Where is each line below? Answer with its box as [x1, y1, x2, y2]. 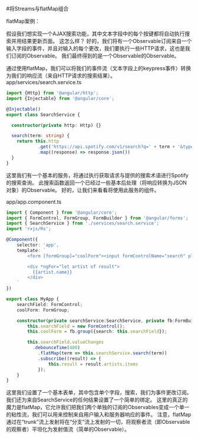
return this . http [16, 138, 60, 144]
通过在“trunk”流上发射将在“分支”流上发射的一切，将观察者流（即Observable [6, 419, 190, 426]
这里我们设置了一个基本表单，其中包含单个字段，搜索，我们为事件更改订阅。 [6, 389, 192, 396]
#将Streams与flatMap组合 [6, 5, 69, 12]
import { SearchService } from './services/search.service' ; [6, 220, 160, 227]
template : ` [16, 247, 46, 253]
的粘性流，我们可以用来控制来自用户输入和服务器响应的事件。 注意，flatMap [6, 411, 192, 418]
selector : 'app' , [16, 242, 60, 248]
